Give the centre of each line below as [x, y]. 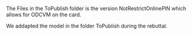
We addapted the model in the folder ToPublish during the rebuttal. [87, 26]
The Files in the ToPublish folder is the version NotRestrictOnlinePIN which [96, 8]
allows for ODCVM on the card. [44, 15]
